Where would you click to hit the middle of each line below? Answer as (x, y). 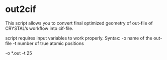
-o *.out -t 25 (19, 53)
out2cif (21, 9)
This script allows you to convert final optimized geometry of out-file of (79, 23)
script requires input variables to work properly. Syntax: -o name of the (79, 38)
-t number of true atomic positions (48, 43)
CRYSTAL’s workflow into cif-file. (39, 28)
